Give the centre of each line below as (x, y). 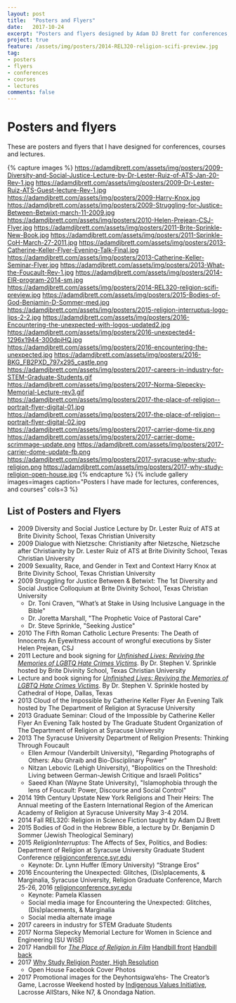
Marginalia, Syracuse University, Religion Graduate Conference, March (120, 880)
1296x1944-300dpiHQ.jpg (45, 340)
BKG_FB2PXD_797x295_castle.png (58, 362)
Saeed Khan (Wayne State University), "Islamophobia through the (123, 783)
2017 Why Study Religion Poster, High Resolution (88, 962)
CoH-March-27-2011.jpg (42, 243)
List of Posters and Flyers (64, 511)
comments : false (31, 92)
